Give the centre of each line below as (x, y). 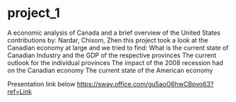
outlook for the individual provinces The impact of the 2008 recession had (116, 62)
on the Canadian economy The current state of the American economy (110, 70)
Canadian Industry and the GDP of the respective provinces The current (112, 55)
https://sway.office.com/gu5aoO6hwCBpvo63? (145, 84)
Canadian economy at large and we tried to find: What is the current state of (118, 47)
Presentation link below (41, 84)
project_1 (34, 13)
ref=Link (19, 91)
